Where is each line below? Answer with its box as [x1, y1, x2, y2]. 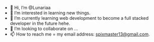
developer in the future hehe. [10, 20, 70, 26]
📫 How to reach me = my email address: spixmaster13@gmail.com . [10, 31, 150, 37]
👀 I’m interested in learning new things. [10, 10, 91, 16]
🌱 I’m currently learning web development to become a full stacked [10, 15, 149, 21]
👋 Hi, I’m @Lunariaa [10, 5, 51, 10]
